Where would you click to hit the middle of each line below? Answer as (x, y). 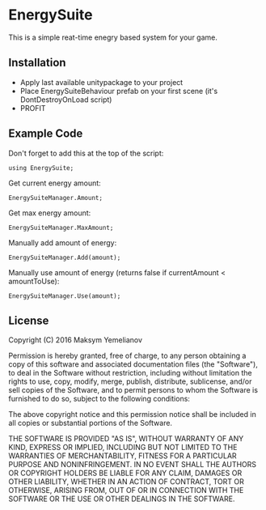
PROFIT (33, 108)
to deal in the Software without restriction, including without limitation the (130, 373)
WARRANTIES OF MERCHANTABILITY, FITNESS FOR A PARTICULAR (122, 456)
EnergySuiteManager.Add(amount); (65, 257)
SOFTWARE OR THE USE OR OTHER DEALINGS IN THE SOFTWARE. (122, 499)
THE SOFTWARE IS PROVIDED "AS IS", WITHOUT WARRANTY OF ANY (126, 439)
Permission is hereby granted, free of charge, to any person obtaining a (127, 356)
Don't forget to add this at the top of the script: (86, 153)
